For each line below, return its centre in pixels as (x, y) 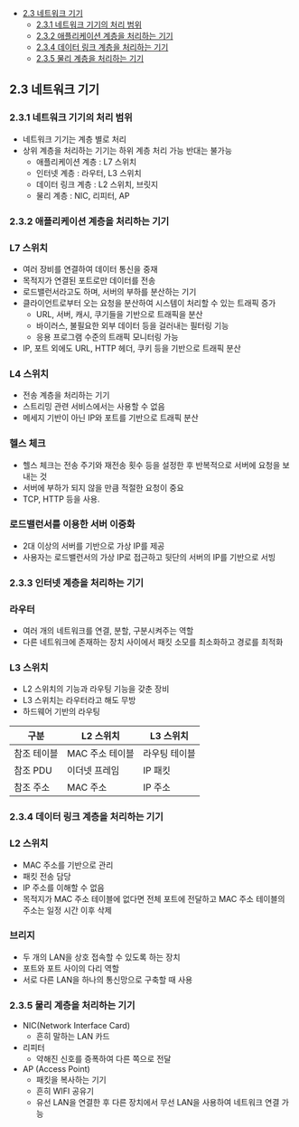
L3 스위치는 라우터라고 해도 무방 (79, 700)
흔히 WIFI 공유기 (65, 1091)
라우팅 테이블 (169, 754)
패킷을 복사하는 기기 (71, 1080)
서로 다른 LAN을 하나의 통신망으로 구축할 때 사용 (107, 980)
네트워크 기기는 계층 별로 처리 (74, 139)
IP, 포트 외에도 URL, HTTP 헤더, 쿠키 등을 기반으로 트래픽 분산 (131, 348)
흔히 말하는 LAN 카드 (73, 1037)
